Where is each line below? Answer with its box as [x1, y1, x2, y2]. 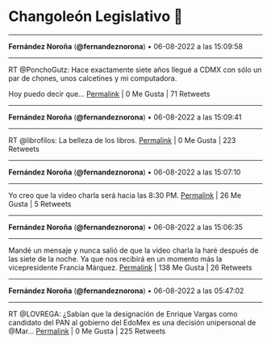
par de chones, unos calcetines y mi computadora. [8, 73, 177, 83]
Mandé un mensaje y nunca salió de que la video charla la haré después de [8, 245, 259, 255]
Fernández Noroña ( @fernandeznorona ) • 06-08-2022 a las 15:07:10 [8, 167, 241, 177]
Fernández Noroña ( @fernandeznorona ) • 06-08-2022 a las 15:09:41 [8, 112, 242, 122]
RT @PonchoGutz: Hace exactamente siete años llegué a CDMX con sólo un [8, 65, 262, 74]
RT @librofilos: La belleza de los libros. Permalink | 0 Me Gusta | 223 [8, 135, 236, 145]
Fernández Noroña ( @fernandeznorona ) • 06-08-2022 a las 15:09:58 [8, 41, 244, 51]
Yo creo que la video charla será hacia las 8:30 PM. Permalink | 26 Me [8, 190, 242, 200]
